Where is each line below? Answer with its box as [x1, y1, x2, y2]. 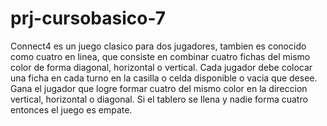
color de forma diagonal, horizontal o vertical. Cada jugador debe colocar [10, 61, 313, 73]
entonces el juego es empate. [10, 103, 133, 116]
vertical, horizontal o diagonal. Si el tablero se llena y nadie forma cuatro [10, 93, 308, 105]
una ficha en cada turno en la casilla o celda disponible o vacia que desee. [10, 72, 318, 84]
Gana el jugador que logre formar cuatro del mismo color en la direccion [10, 82, 308, 94]
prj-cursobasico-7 [10, 7, 167, 30]
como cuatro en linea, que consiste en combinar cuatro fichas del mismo [10, 50, 311, 62]
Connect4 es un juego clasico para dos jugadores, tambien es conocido [10, 40, 307, 52]
